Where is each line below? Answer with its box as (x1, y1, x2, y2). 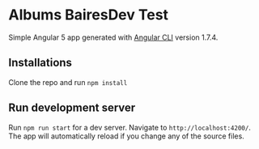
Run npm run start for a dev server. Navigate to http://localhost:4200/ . (8, 122, 251, 132)
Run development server (8, 101, 136, 115)
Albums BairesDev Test (8, 6, 168, 24)
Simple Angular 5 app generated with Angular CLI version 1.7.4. (8, 32, 219, 42)
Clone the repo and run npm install (8, 77, 128, 87)
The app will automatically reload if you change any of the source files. (8, 131, 244, 141)
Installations (8, 56, 73, 70)
